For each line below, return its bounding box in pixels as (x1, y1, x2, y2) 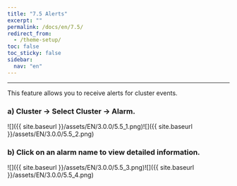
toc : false (7, 43, 39, 50)
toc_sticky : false (7, 50, 61, 57)
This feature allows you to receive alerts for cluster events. (7, 89, 178, 97)
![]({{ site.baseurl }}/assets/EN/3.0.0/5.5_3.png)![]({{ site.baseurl (7, 163, 195, 172)
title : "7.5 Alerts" (7, 10, 68, 18)
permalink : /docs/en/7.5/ (7, 23, 83, 30)
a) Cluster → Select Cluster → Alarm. (7, 106, 135, 116)
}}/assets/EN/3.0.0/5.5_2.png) (7, 130, 95, 138)
